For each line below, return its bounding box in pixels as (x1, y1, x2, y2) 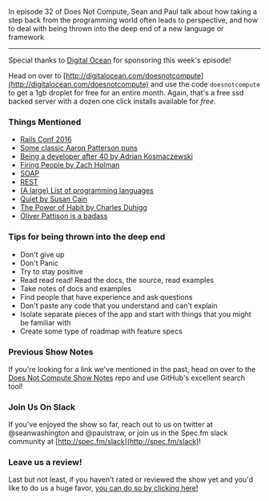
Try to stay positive (19, 266, 84, 276)
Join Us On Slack (8, 401, 76, 412)
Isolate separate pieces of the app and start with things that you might (19, 309, 252, 319)
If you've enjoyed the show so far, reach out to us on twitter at (8, 420, 214, 430)
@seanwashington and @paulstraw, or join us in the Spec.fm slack (8, 428, 228, 438)
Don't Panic (19, 258, 58, 268)
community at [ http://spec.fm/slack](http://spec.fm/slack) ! (8, 437, 202, 446)
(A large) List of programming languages (19, 186, 154, 196)
